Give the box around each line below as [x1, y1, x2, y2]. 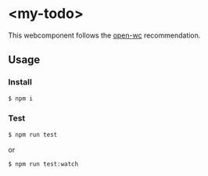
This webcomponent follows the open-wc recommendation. [8, 31, 201, 40]
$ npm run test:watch [8, 160, 79, 168]
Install [8, 77, 33, 88]
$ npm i [8, 95, 34, 102]
